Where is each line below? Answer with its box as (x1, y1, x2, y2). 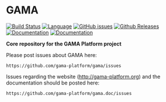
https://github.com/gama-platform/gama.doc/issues (6, 90, 132, 96)
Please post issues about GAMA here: (6, 51, 98, 58)
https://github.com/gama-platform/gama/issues (6, 62, 122, 69)
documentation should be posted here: (6, 79, 100, 86)
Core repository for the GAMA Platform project (6, 40, 122, 47)
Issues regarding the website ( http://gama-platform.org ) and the (6, 73, 161, 80)
